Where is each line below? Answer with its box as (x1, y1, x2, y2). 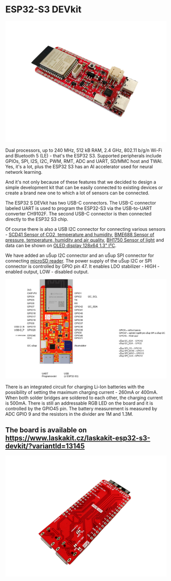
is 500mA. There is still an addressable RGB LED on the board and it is (5, 400, 154, 406)
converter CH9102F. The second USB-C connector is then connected (5, 210, 152, 216)
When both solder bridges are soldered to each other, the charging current (5, 394, 163, 400)
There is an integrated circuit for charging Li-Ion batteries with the (5, 384, 145, 390)
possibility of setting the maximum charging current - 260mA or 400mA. (5, 389, 158, 395)
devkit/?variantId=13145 (5, 442, 85, 450)
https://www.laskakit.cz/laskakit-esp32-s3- (5, 433, 151, 442)
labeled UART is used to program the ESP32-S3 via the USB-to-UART (5, 205, 153, 211)
